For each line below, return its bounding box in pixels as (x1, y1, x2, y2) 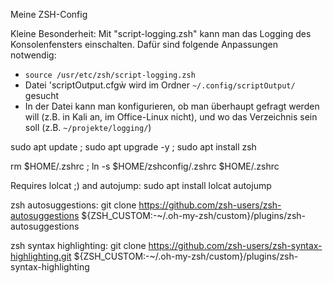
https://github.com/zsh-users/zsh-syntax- (148, 240, 323, 251)
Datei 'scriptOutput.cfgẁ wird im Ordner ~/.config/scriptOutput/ (24, 79, 296, 91)
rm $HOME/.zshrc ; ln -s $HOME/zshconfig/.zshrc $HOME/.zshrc (10, 160, 280, 172)
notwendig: (10, 49, 57, 61)
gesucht (24, 90, 60, 101)
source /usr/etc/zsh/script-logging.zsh (24, 70, 196, 80)
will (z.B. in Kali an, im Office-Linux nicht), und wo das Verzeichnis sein (24, 111, 318, 123)
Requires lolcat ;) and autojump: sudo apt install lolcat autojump (10, 180, 272, 191)
